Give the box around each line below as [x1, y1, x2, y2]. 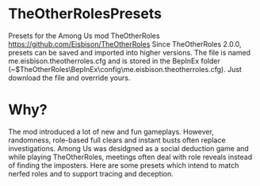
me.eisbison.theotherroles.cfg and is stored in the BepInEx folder [8, 56, 220, 66]
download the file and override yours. [8, 73, 131, 82]
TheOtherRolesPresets [8, 5, 162, 23]
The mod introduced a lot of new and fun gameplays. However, [8, 127, 214, 136]
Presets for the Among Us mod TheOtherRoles [8, 31, 160, 40]
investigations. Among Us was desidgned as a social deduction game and [8, 143, 250, 153]
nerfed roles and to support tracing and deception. [8, 169, 174, 178]
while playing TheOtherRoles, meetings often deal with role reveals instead [8, 152, 253, 161]
